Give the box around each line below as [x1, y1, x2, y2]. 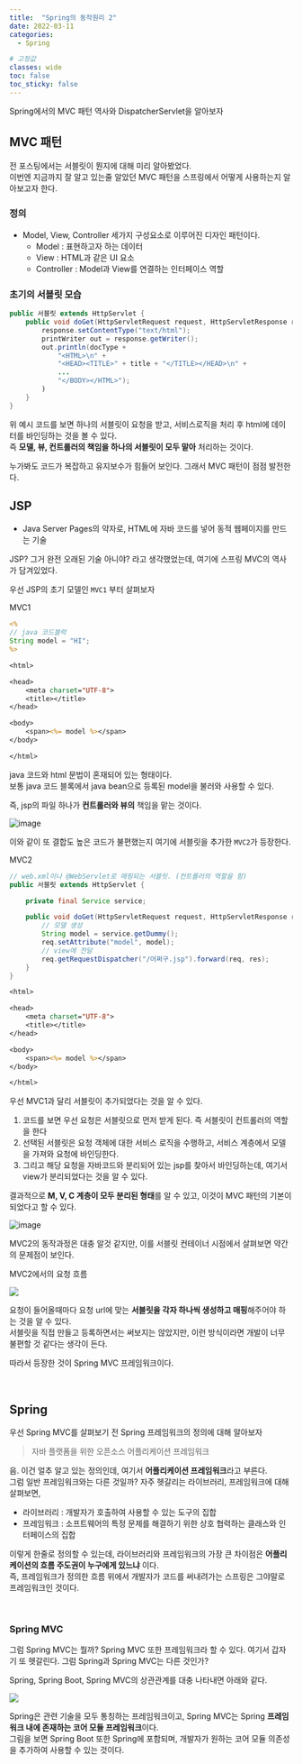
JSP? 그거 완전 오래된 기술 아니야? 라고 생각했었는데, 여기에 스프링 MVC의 [9, 553, 271, 564]
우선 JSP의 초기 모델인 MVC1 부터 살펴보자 [9, 584, 155, 595]
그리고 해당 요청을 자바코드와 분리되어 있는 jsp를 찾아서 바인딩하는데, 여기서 [22, 1160, 288, 1171]
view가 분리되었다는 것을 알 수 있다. [22, 1171, 148, 1182]
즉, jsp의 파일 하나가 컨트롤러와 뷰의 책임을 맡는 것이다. [9, 800, 202, 810]
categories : [9, 30, 54, 39]
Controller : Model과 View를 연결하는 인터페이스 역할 [35, 263, 225, 274]
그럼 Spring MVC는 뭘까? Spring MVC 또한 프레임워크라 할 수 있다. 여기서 [9, 1644, 270, 1655]
